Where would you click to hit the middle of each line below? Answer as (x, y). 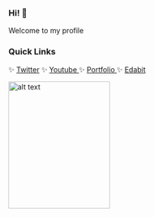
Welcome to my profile (46, 31)
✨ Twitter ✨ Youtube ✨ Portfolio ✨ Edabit (77, 69)
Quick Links (32, 52)
